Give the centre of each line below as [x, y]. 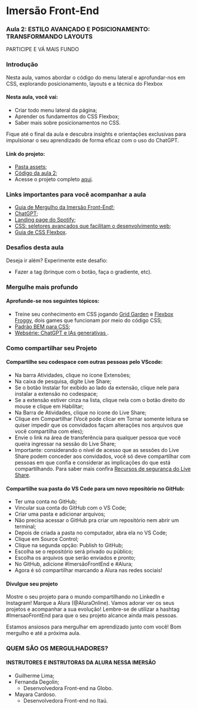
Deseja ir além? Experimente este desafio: [57, 260]
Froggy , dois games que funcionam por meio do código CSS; [88, 320]
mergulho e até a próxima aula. [43, 633]
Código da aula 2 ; [36, 173]
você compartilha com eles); [49, 432]
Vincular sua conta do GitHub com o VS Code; [71, 508]
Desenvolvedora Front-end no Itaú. [66, 700]
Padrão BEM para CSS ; [42, 326]
